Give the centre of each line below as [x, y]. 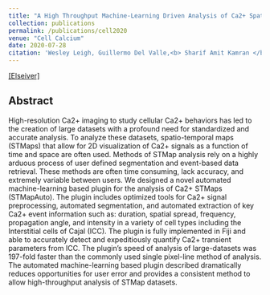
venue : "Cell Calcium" [46, 38]
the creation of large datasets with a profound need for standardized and [129, 128]
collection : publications [51, 23]
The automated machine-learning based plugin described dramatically [125, 265]
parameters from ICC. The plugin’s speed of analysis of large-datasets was [133, 248]
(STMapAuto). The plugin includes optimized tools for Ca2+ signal [118, 196]
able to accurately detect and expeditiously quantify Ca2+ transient [120, 239]
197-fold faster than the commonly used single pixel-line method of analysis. [135, 257]
